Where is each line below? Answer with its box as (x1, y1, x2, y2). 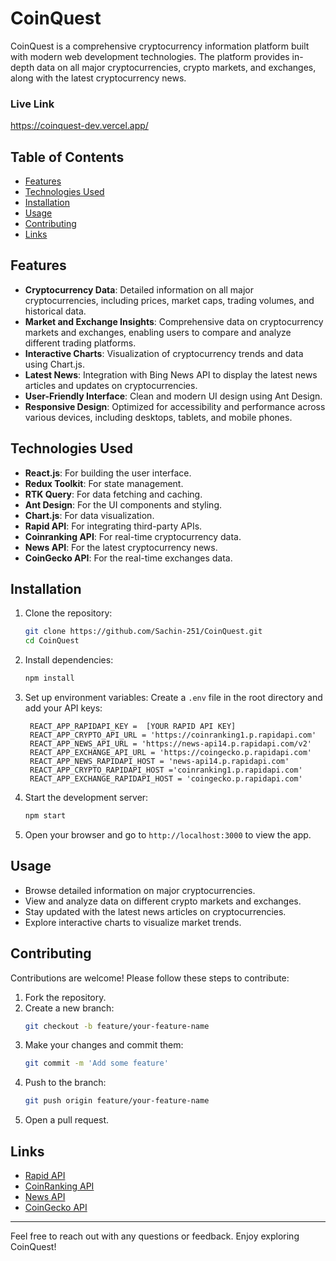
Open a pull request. (24, 1114, 110, 1126)
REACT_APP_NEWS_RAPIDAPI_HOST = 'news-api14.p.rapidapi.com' (29, 757, 290, 767)
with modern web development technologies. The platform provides (10, 50, 290, 62)
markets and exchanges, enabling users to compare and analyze (24, 326, 292, 338)
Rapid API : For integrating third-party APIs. (24, 520, 203, 532)
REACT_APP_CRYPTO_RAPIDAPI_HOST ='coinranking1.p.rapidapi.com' (29, 765, 303, 776)
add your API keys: (24, 702, 103, 714)
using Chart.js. (24, 358, 85, 370)
